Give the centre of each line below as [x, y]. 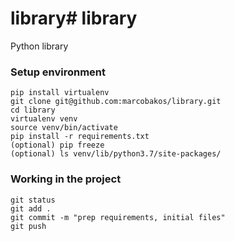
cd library [33, 110]
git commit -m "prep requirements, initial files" [118, 217]
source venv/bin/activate [64, 128]
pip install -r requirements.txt [80, 137]
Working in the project [66, 179]
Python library [39, 46]
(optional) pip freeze [57, 145]
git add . [31, 208]
